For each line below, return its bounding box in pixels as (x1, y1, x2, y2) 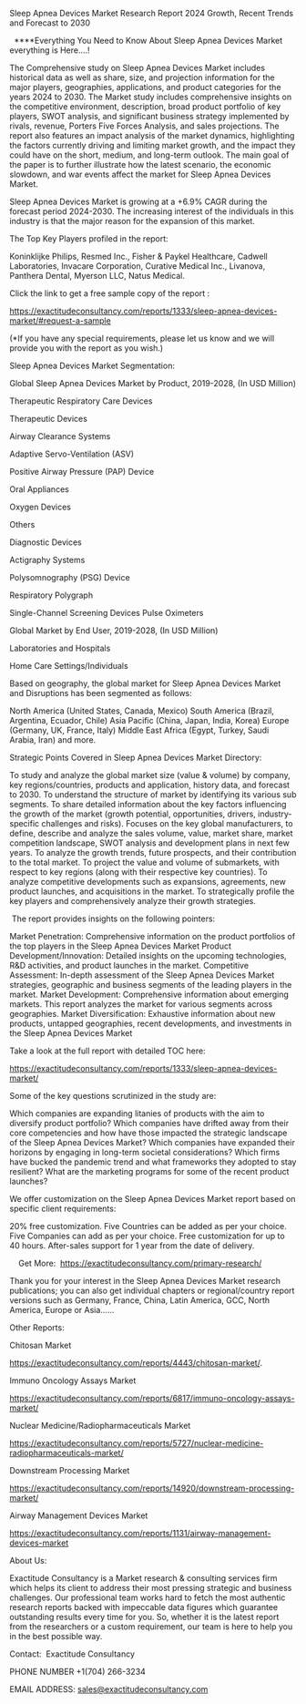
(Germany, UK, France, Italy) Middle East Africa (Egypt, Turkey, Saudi (9, 724, 270, 735)
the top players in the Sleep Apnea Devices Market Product (9, 940, 232, 951)
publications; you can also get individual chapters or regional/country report (9, 1285, 295, 1296)
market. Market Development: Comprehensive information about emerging (9, 989, 290, 1000)
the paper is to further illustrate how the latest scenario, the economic (9, 159, 271, 169)
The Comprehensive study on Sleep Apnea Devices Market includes (9, 63, 266, 73)
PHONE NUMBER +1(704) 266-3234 (9, 1667, 146, 1677)
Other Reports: (9, 1322, 66, 1333)
